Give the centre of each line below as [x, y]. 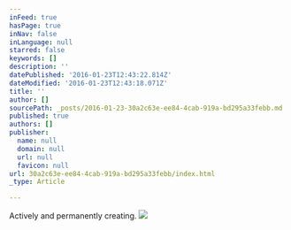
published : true [39, 116]
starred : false [37, 50]
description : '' [39, 67]
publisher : [29, 133]
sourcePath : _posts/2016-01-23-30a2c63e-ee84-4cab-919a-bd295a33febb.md [146, 108]
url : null [35, 157]
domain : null [41, 149]
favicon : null [43, 165]
